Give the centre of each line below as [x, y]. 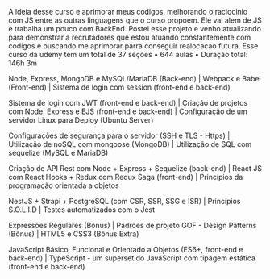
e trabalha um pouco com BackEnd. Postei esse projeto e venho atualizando [135, 29]
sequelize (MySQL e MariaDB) [58, 153]
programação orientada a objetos [64, 185]
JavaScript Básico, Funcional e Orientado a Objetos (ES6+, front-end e [126, 250]
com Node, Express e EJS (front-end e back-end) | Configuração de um [128, 111]
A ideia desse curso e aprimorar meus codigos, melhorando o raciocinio [128, 12]
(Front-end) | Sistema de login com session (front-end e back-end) [119, 87]
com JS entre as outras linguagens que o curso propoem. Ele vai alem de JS [135, 20]
